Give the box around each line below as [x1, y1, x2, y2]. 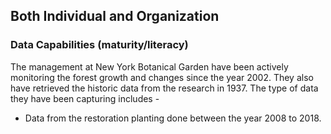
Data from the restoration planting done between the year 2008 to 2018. [24, 112, 322, 124]
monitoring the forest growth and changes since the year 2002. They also [10, 71, 314, 83]
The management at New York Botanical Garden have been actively [10, 60, 289, 73]
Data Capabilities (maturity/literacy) [10, 38, 189, 52]
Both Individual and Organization [10, 8, 220, 25]
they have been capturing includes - [10, 92, 160, 104]
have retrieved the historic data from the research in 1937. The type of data [10, 82, 319, 94]
